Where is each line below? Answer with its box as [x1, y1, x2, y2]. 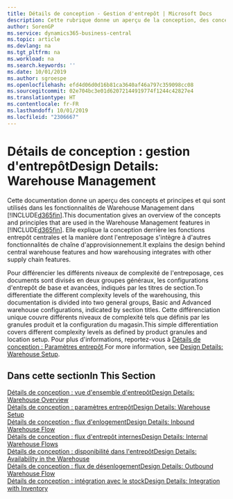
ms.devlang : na [7, 42, 51, 49]
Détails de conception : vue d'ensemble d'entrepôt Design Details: [7, 388, 195, 397]
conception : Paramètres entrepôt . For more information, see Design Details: [7, 342, 223, 351]
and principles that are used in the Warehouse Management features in [7, 218, 210, 227]
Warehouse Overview [7, 395, 69, 404]
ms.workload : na [7, 56, 54, 63]
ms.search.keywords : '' [7, 62, 76, 69]
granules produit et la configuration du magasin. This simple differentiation [7, 320, 218, 329]
